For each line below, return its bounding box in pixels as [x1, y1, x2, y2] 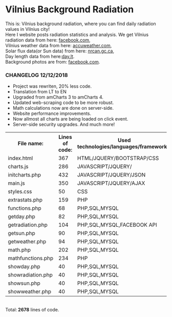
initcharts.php [8, 171, 41, 179]
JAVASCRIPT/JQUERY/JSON [77, 171, 146, 179]
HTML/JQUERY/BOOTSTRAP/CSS [77, 155, 159, 162]
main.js [8, 180, 25, 187]
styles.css [8, 188, 32, 195]
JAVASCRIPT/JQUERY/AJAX [77, 180, 145, 187]
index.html [8, 155, 33, 162]
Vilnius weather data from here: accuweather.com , [5, 42, 112, 48]
